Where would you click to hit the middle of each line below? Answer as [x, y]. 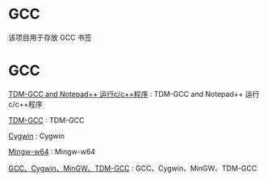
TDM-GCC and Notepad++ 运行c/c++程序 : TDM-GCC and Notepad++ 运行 [134, 94]
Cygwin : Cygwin [36, 136]
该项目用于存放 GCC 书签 [50, 37]
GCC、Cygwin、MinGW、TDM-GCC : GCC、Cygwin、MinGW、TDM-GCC [133, 168]
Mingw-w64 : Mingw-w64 [52, 151]
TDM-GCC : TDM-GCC [46, 120]
